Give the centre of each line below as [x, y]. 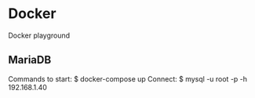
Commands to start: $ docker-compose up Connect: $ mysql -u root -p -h [128, 78]
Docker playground [39, 35]
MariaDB [30, 60]
